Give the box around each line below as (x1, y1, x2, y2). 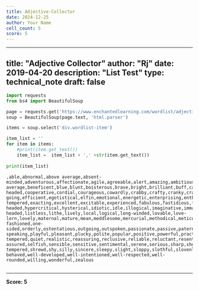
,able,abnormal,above (6, 174, 60, 180)
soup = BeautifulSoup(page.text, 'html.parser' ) (6, 114, 129, 120)
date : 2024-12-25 (6, 14, 49, 20)
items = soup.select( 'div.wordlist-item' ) (6, 125, 113, 131)
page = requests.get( (6, 109, 60, 114)
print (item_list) (6, 163, 49, 169)
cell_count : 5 (6, 25, 41, 31)
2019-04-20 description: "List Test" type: (6, 68, 165, 78)
